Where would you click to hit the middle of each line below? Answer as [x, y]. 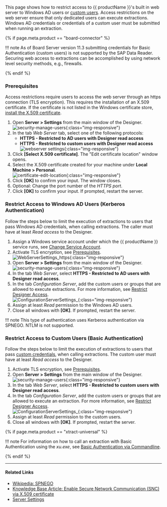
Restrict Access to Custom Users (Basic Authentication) [74, 338]
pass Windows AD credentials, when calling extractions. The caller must [79, 227]
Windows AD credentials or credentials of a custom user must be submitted [83, 23]
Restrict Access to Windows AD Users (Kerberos [65, 204]
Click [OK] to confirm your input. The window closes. [67, 181]
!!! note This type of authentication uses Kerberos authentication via [75, 320]
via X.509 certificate [33, 494]
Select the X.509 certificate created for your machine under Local [80, 165]
